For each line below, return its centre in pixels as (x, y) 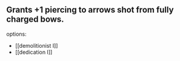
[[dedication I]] (34, 52)
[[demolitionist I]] (36, 45)
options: (17, 34)
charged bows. (35, 20)
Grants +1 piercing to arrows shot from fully (90, 10)
